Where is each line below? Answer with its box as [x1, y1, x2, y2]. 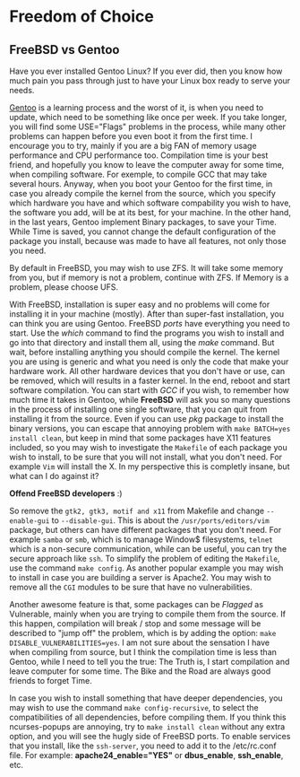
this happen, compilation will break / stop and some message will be [9, 618, 261, 629]
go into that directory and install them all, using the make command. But [9, 337, 275, 347]
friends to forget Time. [9, 676, 92, 685]
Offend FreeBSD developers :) [9, 488, 123, 499]
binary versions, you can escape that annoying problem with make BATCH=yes [9, 423, 291, 433]
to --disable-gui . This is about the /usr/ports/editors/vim [51, 515, 270, 526]
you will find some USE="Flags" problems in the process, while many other [9, 121, 287, 132]
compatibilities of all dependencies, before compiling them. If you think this [9, 712, 287, 722]
